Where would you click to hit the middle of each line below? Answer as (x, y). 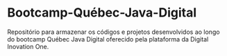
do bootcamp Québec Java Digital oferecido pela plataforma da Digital (108, 39)
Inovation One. (28, 46)
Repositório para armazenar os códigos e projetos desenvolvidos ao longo (113, 32)
